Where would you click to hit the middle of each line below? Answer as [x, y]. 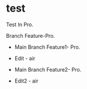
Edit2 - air [27, 81]
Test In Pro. [20, 24]
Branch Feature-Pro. [31, 35]
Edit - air [25, 58]
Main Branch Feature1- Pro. [47, 47]
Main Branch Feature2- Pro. [48, 69]
